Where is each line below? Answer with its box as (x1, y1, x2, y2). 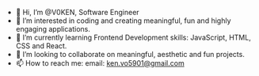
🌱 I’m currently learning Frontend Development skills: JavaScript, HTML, (15, 32, 251, 42)
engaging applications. (15, 25, 91, 33)
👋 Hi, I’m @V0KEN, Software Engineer (15, 8, 140, 17)
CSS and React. (15, 41, 67, 51)
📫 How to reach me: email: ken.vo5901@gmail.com (15, 59, 185, 67)
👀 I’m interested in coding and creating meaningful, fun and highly (15, 16, 231, 25)
